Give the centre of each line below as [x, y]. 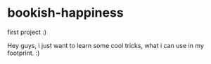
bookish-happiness [66, 13]
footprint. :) [24, 53]
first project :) [27, 32]
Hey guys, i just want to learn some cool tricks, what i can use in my [105, 45]
